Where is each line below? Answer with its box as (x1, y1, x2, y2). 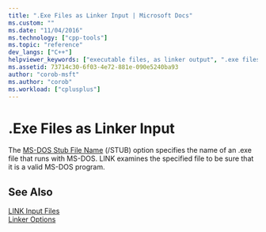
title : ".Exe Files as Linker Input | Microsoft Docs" (8, 11, 193, 20)
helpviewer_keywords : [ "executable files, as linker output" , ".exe (8, 56, 239, 64)
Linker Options (8, 215, 56, 224)
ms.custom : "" (8, 19, 55, 27)
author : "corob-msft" (8, 70, 80, 78)
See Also (8, 185, 53, 199)
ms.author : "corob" (8, 78, 73, 86)
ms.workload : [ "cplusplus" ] (8, 85, 101, 93)
